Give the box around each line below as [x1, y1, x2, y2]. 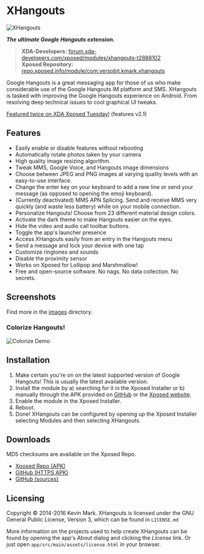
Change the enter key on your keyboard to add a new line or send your [15, 183, 194, 190]
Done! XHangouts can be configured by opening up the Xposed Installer [15, 410, 197, 418]
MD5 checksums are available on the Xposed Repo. [6, 451, 136, 458]
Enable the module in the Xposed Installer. [15, 397, 122, 404]
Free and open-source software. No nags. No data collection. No [15, 267, 178, 275]
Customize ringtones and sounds [15, 248, 99, 256]
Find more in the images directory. [6, 308, 93, 316]
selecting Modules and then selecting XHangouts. [15, 416, 141, 424]
